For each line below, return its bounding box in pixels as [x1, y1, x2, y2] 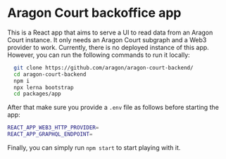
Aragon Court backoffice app [7, 5, 182, 21]
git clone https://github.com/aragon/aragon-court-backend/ [13, 64, 194, 71]
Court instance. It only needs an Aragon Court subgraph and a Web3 [7, 35, 207, 44]
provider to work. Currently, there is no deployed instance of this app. [7, 43, 209, 51]
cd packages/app [13, 90, 61, 98]
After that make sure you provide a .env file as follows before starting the [7, 103, 220, 112]
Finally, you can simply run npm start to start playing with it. [7, 144, 181, 152]
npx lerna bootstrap [13, 84, 74, 91]
